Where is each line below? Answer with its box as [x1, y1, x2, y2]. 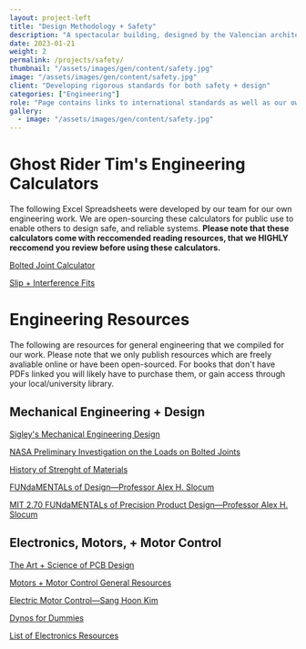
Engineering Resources [9, 309, 189, 330]
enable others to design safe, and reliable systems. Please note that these [9, 223, 290, 234]
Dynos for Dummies [9, 612, 85, 624]
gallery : [9, 106, 43, 116]
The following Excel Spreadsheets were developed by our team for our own [9, 204, 293, 215]
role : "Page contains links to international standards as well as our [9, 97, 287, 107]
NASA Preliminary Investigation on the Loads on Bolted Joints [9, 446, 241, 457]
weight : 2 [9, 47, 47, 56]
